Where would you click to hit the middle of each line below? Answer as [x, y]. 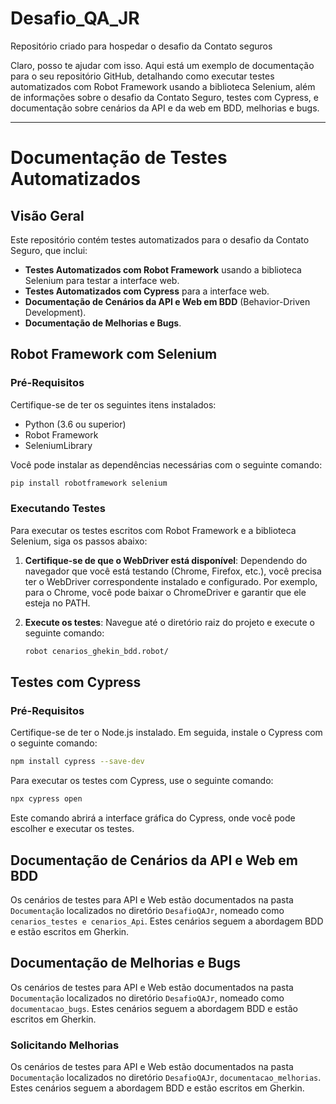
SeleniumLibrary [58, 445]
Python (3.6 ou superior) [75, 424]
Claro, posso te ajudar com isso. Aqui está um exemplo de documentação [162, 65]
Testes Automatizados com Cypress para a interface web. [147, 291]
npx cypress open [46, 799]
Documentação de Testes [119, 158]
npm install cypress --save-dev [77, 762]
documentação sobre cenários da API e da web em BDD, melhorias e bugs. [165, 108]
